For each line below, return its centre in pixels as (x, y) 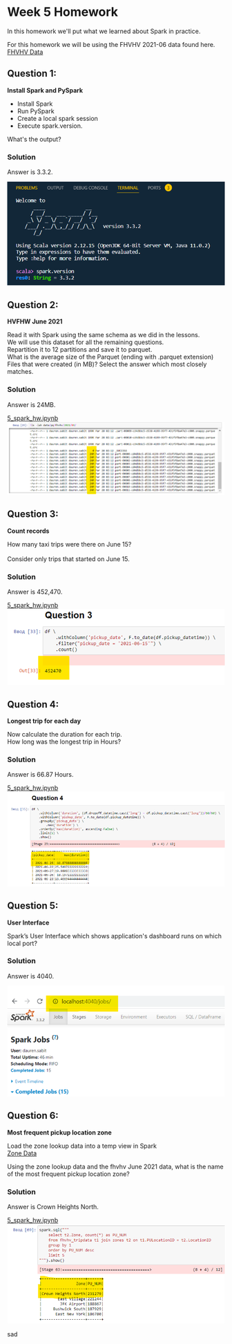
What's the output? (34, 139)
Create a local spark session (58, 118)
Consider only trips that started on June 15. (68, 559)
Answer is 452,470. (35, 592)
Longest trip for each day (44, 721)
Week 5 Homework (63, 12)
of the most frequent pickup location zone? (68, 1174)
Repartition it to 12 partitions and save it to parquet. (80, 350)
